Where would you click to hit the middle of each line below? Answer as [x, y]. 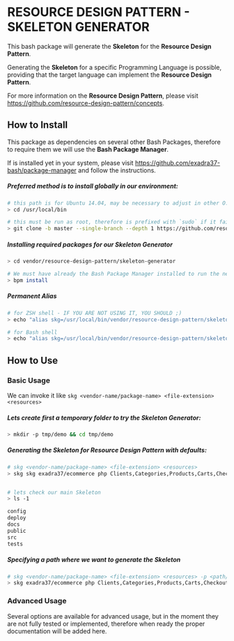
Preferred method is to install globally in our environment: [93, 186]
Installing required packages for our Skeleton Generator [90, 244]
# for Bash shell [32, 332]
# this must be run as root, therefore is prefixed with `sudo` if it [112, 222]
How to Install [38, 125]
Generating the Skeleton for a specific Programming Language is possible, [115, 67]
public [17, 531]
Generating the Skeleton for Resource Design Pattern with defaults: [107, 450]
